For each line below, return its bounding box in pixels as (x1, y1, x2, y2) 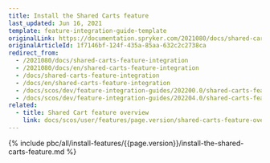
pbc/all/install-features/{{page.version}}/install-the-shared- (46, 138, 244, 148)
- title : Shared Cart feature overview (15, 109, 149, 117)
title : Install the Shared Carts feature (8, 11, 149, 20)
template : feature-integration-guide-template (8, 26, 167, 35)
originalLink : (8, 34, 56, 43)
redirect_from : (8, 49, 59, 57)
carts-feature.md (8, 146, 65, 157)
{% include (8, 138, 45, 148)
